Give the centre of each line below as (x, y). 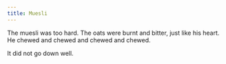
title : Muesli (28, 13)
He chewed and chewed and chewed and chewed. (79, 40)
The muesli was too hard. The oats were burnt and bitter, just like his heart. (113, 33)
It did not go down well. (40, 53)
